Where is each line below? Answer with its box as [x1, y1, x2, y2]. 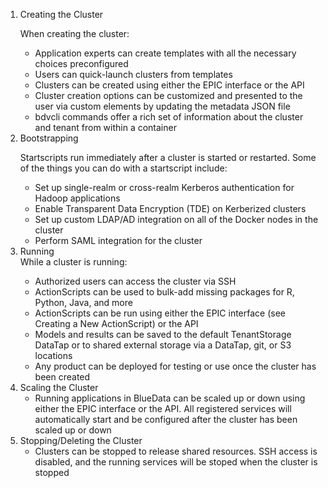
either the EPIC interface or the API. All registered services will [34, 403, 292, 414]
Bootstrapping [19, 132, 79, 144]
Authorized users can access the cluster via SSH [34, 275, 237, 287]
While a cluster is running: [19, 256, 128, 268]
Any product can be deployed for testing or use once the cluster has [34, 360, 317, 372]
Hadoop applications [34, 192, 121, 204]
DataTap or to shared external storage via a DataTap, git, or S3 [34, 339, 292, 351]
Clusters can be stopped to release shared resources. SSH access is [34, 445, 318, 457]
